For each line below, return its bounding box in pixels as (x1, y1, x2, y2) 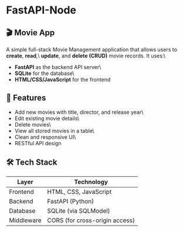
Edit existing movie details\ (14, 115, 80, 122)
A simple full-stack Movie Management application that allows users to (6, 46, 178, 53)
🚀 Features (6, 93, 46, 103)
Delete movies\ (14, 121, 51, 128)
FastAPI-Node (6, 4, 77, 17)
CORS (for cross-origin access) (47, 216, 135, 224)
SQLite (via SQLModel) (47, 206, 110, 214)
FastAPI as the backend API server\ (14, 64, 101, 70)
